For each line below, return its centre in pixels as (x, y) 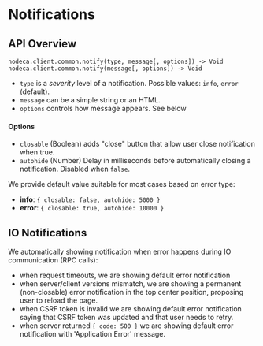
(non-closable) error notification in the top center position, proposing (131, 292)
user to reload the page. (59, 300)
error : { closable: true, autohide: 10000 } (92, 208)
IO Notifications (48, 233)
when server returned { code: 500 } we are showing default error (126, 326)
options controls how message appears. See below (103, 108)
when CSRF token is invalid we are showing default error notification (130, 309)
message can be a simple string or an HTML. (90, 100)
